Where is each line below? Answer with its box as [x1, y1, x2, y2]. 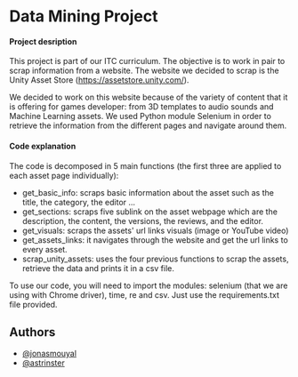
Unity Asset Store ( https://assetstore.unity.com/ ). [9, 75, 189, 85]
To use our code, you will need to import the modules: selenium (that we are [9, 280, 288, 291]
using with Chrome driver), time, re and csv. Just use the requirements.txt [9, 289, 280, 300]
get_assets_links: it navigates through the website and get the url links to [21, 234, 289, 245]
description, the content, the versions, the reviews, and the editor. [21, 215, 264, 226]
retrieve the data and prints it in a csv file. [21, 262, 175, 273]
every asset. [21, 244, 68, 254]
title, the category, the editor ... [21, 197, 136, 207]
